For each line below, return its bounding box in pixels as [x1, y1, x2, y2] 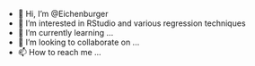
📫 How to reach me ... [17, 47, 101, 57]
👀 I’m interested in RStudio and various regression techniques [17, 18, 246, 29]
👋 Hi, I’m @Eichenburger [17, 9, 109, 19]
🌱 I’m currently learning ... [17, 28, 114, 37]
